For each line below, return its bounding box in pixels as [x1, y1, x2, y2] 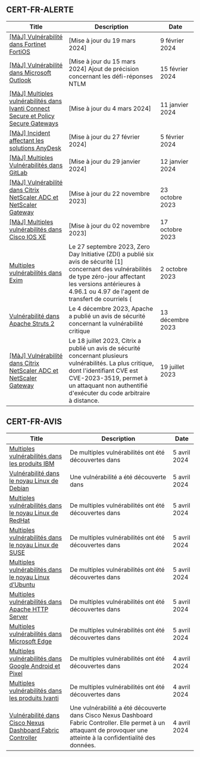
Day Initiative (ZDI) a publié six [68, 250, 154, 258]
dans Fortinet [9, 40, 46, 48]
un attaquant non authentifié [68, 381, 148, 390]
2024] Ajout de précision [68, 65, 139, 73]
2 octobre [160, 265, 187, 273]
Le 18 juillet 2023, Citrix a [68, 336, 142, 345]
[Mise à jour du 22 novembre [68, 189, 150, 198]
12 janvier [160, 157, 189, 166]
